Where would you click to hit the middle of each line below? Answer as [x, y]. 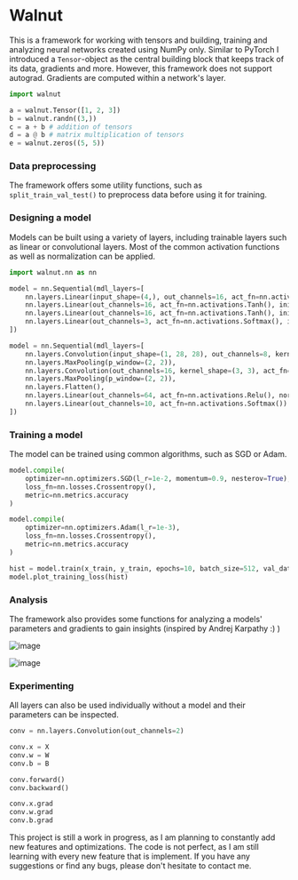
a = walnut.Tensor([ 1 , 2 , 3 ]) [65, 110]
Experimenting [42, 685]
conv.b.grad [31, 820]
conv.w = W [29, 755]
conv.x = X [29, 748]
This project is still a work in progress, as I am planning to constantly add [142, 837]
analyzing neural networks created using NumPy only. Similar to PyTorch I [144, 49]
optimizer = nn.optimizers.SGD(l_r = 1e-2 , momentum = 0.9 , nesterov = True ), [158, 478]
